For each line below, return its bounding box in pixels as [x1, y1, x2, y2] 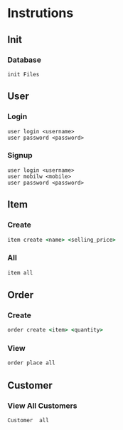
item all [7, 269, 33, 276]
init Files [7, 71, 40, 78]
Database [7, 55, 41, 65]
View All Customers [7, 401, 77, 411]
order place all [7, 359, 55, 367]
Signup [7, 150, 33, 160]
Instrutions [7, 5, 74, 21]
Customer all [7, 417, 50, 424]
